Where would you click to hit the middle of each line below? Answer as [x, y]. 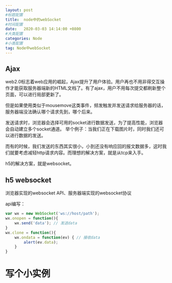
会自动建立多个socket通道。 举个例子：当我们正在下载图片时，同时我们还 [82, 129]
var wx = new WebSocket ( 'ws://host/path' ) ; [52, 214]
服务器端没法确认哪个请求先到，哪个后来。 [50, 112]
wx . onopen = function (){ [32, 219]
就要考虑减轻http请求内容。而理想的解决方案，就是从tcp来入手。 [78, 153]
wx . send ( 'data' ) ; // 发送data [46, 223]
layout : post [19, 10]
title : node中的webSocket [33, 19]
